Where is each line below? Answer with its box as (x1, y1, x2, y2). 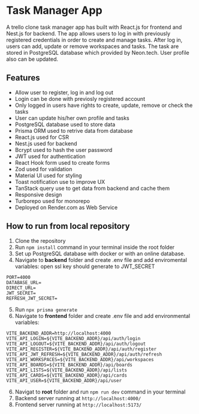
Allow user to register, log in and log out (14, 88, 114, 96)
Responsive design (14, 190, 62, 198)
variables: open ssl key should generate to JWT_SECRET (14, 263, 155, 270)
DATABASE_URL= (6, 279, 42, 285)
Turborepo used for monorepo (14, 197, 90, 204)
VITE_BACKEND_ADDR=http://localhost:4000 (6, 330, 111, 336)
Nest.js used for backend (14, 139, 77, 147)
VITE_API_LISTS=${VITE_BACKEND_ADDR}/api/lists (6, 367, 128, 373)
